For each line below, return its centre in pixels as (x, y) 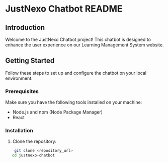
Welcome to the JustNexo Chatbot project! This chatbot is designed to (78, 39)
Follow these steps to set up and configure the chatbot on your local (76, 73)
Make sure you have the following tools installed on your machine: (74, 102)
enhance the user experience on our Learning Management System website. (85, 45)
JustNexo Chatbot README (64, 9)
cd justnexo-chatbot (33, 155)
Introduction (25, 28)
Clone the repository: (34, 141)
